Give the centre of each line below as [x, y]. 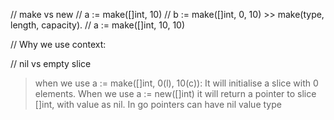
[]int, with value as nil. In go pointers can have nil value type [158, 104]
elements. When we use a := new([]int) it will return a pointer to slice [175, 93]
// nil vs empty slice [51, 63]
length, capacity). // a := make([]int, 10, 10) [98, 25]
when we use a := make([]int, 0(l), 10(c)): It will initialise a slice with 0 [176, 83]
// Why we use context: [58, 44]
